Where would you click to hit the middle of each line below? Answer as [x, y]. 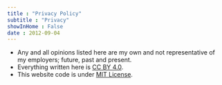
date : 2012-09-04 [34, 33]
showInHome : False [35, 26]
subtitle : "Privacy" [38, 20]
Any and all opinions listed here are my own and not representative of [116, 53]
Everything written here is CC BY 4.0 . [70, 67]
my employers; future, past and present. [74, 60]
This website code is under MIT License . [75, 75]
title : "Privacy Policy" [44, 13]
